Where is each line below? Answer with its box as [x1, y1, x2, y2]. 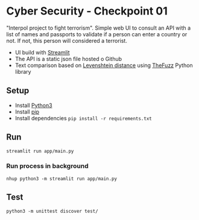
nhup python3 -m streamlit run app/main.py [6, 175, 118, 182]
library [14, 68, 31, 75]
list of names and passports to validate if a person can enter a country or [6, 30, 188, 37]
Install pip [14, 108, 39, 115]
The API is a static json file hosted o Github [14, 55, 122, 62]
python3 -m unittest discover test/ [6, 208, 98, 214]
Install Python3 [14, 102, 52, 109]
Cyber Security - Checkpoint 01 [6, 4, 168, 18]
